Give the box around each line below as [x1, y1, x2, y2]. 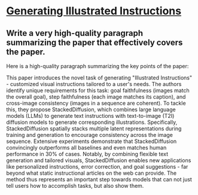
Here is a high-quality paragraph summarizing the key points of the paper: [6, 63, 189, 69]
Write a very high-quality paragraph [6, 28, 144, 38]
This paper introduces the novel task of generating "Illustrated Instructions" [6, 74, 193, 81]
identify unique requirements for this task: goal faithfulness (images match [6, 87, 190, 94]
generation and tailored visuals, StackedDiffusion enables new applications [6, 157, 191, 164]
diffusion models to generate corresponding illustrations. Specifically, [6, 118, 178, 126]
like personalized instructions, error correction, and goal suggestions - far [6, 163, 188, 170]
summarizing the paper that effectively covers [6, 37, 183, 47]
